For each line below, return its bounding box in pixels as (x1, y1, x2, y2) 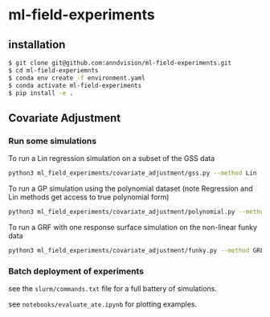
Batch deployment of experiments (8, 266, 145, 277)
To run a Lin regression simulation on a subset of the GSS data (8, 154, 215, 163)
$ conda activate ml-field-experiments (8, 81, 142, 89)
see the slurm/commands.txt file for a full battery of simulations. (8, 283, 218, 293)
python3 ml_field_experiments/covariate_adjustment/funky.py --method (8, 246, 250, 254)
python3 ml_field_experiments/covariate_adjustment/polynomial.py (8, 208, 235, 216)
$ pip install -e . (8, 89, 74, 97)
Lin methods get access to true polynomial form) (8, 191, 170, 202)
